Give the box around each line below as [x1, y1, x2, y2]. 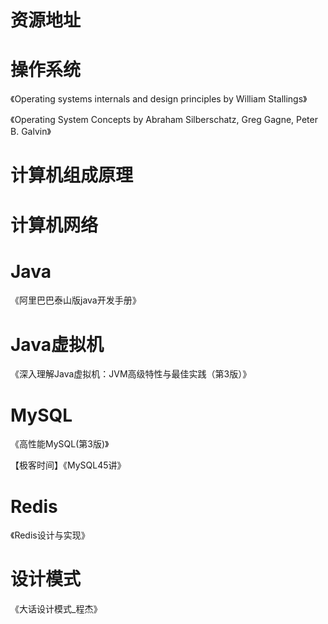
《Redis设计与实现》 [10, 529, 90, 541]
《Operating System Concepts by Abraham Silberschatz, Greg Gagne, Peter [10, 114, 318, 126]
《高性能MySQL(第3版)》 [10, 438, 110, 450]
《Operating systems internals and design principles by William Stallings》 [10, 93, 308, 105]
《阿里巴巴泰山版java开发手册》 [10, 294, 142, 306]
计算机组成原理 [10, 164, 134, 187]
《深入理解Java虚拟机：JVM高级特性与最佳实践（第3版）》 [10, 368, 252, 380]
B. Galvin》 [10, 126, 52, 138]
